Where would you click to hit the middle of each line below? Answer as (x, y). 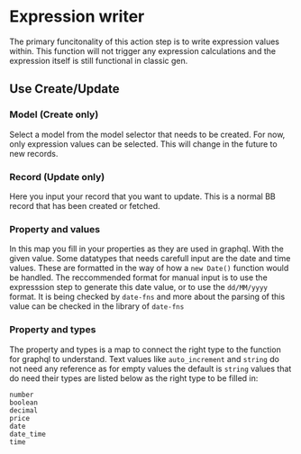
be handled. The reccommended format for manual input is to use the (138, 277)
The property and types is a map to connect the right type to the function (145, 350)
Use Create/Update (64, 89)
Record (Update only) (57, 177)
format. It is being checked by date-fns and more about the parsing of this (147, 297)
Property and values (55, 229)
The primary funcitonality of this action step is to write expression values (144, 41)
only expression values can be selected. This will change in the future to (143, 144)
